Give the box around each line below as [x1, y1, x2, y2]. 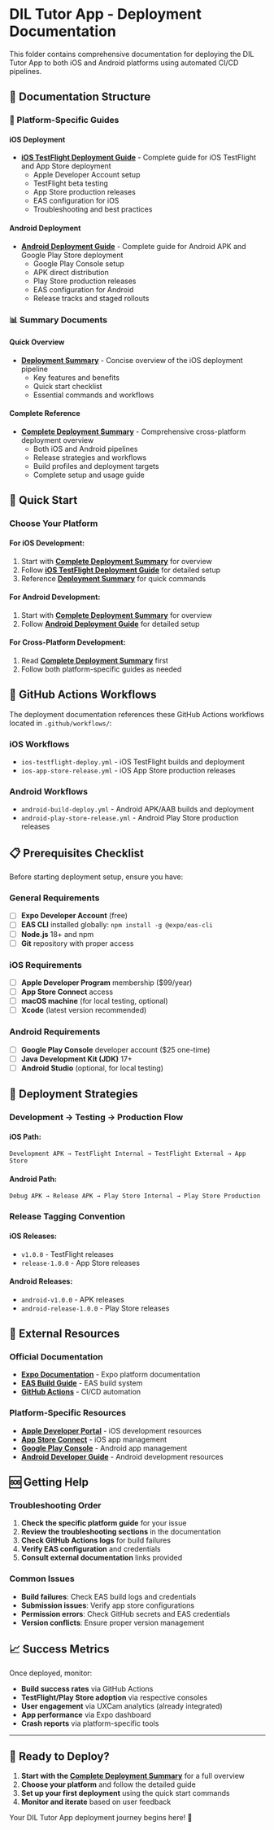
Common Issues [9, 1573, 76, 1584]
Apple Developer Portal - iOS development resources [20, 1425, 202, 1435]
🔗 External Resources [9, 1327, 120, 1341]
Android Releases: [9, 1276, 73, 1286]
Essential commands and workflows [33, 390, 154, 400]
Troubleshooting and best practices [33, 204, 153, 214]
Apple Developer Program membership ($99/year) [20, 978, 193, 987]
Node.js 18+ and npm [20, 929, 94, 939]
